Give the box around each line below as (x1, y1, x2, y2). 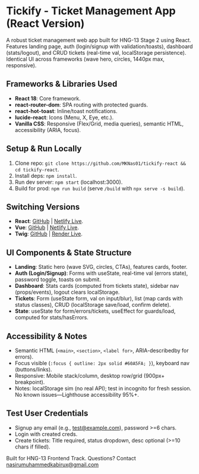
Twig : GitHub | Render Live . (14, 230, 83, 237)
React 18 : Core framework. (14, 95, 81, 102)
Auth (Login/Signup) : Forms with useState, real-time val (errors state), (14, 269, 188, 277)
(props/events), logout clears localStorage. (14, 288, 120, 296)
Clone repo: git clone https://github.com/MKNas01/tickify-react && (14, 159, 186, 167)
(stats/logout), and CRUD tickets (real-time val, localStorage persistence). (6, 49, 187, 56)
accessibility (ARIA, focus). (14, 126, 81, 133)
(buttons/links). (14, 366, 52, 373)
